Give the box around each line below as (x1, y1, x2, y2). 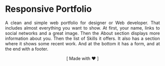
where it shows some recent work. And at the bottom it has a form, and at (5, 40, 160, 46)
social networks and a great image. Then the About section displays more (5, 30, 160, 36)
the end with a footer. (5, 46, 48, 52)
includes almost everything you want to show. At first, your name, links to (5, 25, 160, 31)
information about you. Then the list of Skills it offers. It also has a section (5, 35, 160, 41)
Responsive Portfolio (5, 3, 92, 15)
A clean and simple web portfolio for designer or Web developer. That (5, 20, 160, 26)
